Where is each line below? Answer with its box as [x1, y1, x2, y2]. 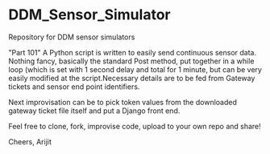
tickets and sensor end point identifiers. [8, 82, 140, 91]
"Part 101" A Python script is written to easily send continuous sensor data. [8, 47, 257, 57]
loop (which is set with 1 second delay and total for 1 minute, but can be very [8, 64, 262, 74]
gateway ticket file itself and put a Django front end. [8, 106, 181, 115]
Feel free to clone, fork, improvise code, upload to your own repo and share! [8, 121, 262, 131]
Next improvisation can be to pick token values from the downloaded [8, 97, 238, 107]
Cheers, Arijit [8, 136, 52, 146]
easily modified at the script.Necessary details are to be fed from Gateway [8, 73, 255, 83]
